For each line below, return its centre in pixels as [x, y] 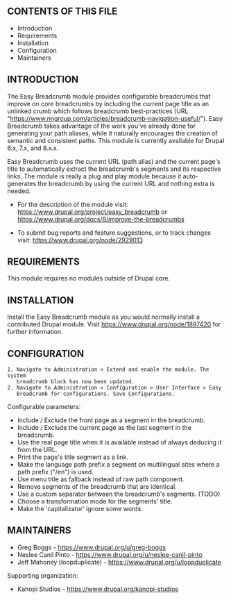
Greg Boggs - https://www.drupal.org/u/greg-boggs [92, 547]
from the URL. [37, 450]
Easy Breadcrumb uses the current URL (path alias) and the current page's [114, 161]
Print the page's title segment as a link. [73, 457]
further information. [35, 332]
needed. [19, 191]
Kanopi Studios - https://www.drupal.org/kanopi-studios [98, 589]
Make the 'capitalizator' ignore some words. [80, 509]
